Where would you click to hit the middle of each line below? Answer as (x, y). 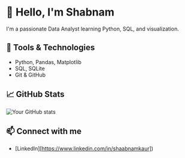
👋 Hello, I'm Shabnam (60, 12)
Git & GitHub (30, 75)
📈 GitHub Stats (35, 94)
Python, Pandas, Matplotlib (48, 62)
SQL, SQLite (30, 68)
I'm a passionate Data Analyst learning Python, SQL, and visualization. (93, 29)
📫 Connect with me (44, 131)
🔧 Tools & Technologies (51, 48)
